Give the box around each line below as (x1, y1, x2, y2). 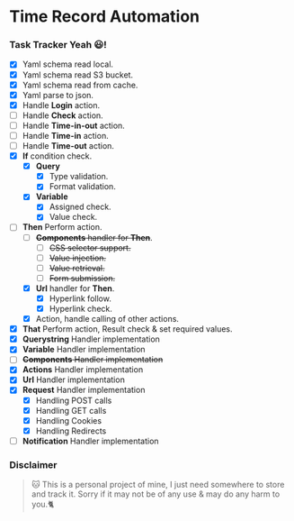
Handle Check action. (22, 110, 103, 121)
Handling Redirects (35, 425, 107, 436)
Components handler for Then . (35, 232, 153, 242)
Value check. (49, 212, 98, 223)
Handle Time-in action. (22, 130, 110, 141)
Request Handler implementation (22, 385, 146, 396)
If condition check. (22, 151, 93, 161)
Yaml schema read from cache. (22, 79, 138, 90)
